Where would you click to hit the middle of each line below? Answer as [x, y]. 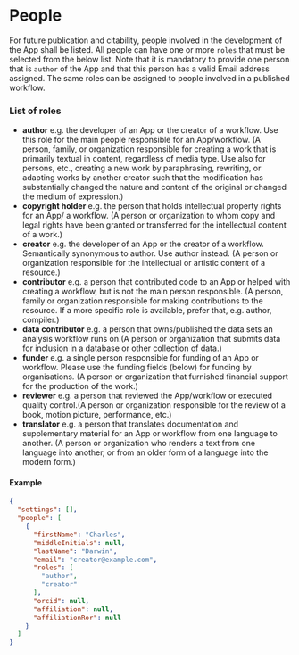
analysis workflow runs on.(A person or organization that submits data [151, 339]
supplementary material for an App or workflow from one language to [150, 434]
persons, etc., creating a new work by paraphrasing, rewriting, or [141, 168]
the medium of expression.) [73, 196]
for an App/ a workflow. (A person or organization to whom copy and [149, 216]
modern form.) [49, 462]
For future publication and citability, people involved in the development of [146, 40]
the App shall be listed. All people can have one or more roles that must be [147, 49]
